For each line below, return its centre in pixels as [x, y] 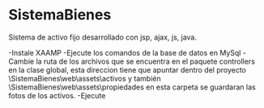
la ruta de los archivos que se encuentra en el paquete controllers [145, 61]
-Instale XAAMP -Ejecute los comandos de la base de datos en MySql [125, 52]
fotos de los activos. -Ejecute [57, 95]
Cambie [21, 61]
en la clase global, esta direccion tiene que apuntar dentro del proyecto [128, 69]
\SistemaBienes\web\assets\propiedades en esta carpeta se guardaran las [132, 87]
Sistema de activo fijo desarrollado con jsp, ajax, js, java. [102, 37]
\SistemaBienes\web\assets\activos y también [85, 78]
